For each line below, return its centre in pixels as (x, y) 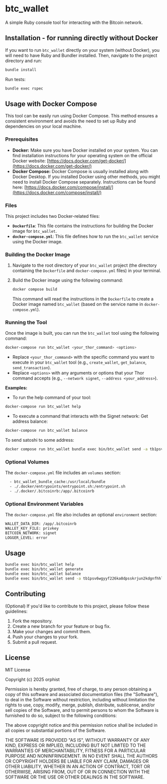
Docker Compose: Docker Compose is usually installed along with (80, 171)
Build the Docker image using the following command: (68, 280)
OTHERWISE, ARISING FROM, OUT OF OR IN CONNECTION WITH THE (78, 772)
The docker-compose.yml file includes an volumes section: (63, 473)
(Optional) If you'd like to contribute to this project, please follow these (77, 606)
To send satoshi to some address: (40, 440)
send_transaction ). (32, 368)
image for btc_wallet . (35, 231)
